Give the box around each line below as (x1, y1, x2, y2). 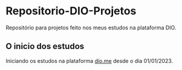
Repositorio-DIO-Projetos (5, 4, 137, 18)
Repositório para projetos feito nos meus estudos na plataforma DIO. (5, 24, 177, 31)
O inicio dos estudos (5, 41, 85, 51)
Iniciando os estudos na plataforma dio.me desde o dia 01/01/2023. (5, 57, 174, 64)
